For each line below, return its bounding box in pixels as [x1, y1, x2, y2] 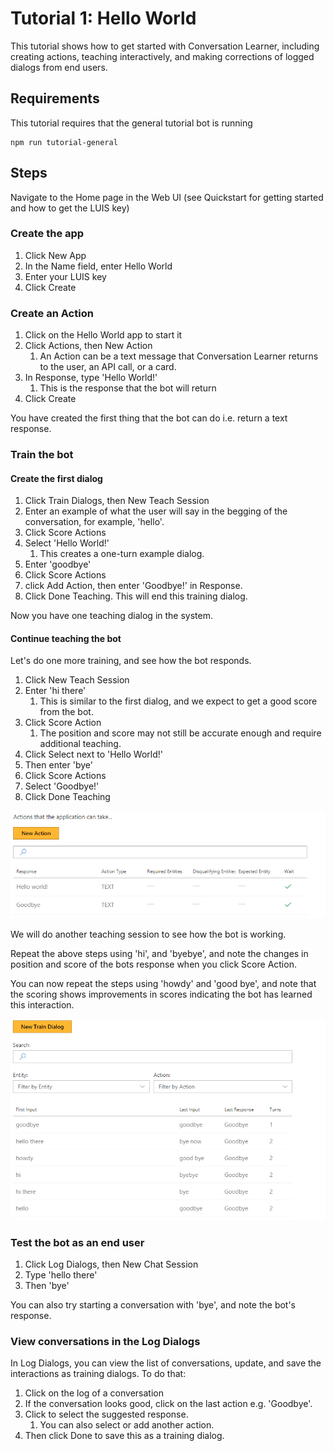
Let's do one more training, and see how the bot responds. [10, 655, 252, 667]
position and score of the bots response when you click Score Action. [10, 958, 297, 971]
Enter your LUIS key [24, 270, 107, 282]
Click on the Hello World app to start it [24, 329, 183, 341]
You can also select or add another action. [39, 1419, 215, 1431]
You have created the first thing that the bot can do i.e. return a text [10, 412, 288, 424]
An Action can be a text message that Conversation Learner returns [39, 350, 319, 362]
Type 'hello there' [24, 1269, 98, 1281]
